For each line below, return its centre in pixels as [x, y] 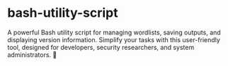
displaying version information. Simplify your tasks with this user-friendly [114, 39]
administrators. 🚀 [32, 55]
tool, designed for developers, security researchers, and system [101, 47]
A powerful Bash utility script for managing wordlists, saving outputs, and [114, 32]
